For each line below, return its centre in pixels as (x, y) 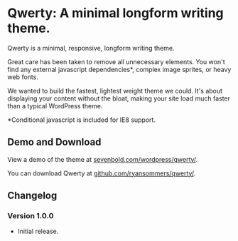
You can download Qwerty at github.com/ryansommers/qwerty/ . (102, 173)
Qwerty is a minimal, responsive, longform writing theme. (91, 48)
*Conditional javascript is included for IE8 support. (82, 120)
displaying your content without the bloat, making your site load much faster (119, 98)
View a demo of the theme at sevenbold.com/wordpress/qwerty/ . (103, 159)
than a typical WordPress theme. (55, 106)
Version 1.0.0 (31, 216)
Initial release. (38, 231)
